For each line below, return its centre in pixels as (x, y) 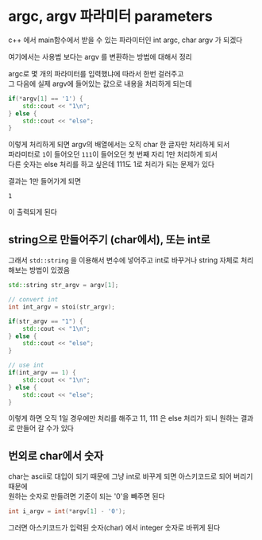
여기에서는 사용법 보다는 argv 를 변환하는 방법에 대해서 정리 (100, 56)
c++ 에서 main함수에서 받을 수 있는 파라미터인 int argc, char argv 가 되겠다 (125, 40)
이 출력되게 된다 (33, 212)
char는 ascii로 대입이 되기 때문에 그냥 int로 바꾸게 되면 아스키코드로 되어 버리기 (131, 476)
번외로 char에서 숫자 (56, 455)
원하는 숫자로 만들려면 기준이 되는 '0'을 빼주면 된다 (87, 496)
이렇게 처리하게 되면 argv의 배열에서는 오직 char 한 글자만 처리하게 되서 (119, 145)
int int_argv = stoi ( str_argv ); (62, 307)
